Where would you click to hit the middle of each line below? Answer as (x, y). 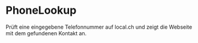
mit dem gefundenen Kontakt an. (46, 33)
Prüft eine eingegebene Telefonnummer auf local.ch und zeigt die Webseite (99, 27)
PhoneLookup (41, 10)
